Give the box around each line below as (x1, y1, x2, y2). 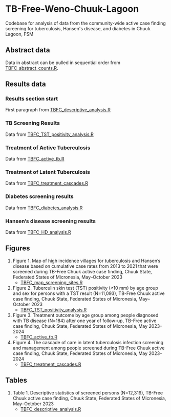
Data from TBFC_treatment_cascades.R (5, 180, 89, 186)
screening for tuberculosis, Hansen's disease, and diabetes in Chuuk (5, 25, 151, 31)
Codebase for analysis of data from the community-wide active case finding (5, 20, 166, 26)
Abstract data (5, 46, 50, 54)
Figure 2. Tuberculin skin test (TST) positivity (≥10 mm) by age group (12, 285, 159, 291)
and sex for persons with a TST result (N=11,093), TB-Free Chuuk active (12, 290, 165, 296)
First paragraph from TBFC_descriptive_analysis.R (5, 107, 111, 113)
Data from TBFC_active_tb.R (5, 156, 65, 162)
